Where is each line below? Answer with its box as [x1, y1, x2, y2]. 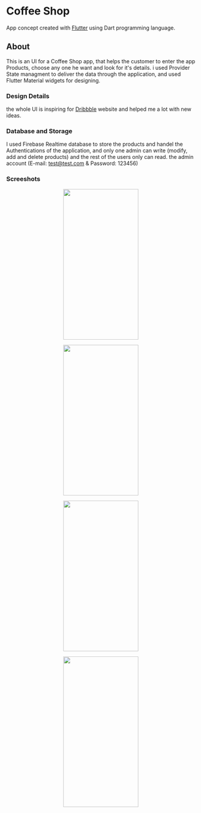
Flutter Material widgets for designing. [6, 76, 101, 84]
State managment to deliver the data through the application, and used [6, 70, 181, 78]
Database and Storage [6, 126, 73, 135]
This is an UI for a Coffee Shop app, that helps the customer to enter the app [6, 57, 196, 64]
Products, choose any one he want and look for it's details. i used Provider [6, 64, 190, 71]
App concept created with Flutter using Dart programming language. [6, 24, 176, 31]
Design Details [6, 92, 50, 100]
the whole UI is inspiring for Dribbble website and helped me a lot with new [6, 105, 192, 113]
